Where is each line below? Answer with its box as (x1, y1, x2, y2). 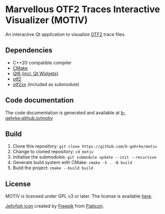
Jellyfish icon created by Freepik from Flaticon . (5, 203, 104, 209)
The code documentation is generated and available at (5, 110, 120, 116)
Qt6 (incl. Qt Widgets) (12, 70, 59, 76)
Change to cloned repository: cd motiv (12, 149, 94, 155)
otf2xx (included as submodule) (12, 81, 80, 87)
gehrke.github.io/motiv (5, 115, 53, 121)
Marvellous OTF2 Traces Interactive (5, 4, 160, 15)
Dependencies (5, 46, 52, 55)
